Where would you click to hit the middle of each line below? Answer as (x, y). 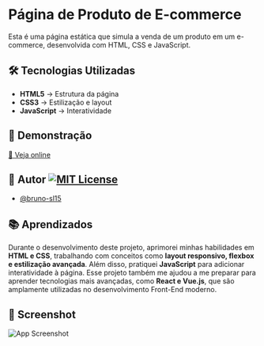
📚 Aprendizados (51, 224)
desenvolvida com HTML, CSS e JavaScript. (119, 44)
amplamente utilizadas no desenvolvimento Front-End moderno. (113, 290)
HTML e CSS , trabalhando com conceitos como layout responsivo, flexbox (131, 256)
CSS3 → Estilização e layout (66, 102)
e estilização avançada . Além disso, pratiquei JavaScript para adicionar (126, 264)
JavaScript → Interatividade (66, 110)
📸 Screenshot (42, 314)
